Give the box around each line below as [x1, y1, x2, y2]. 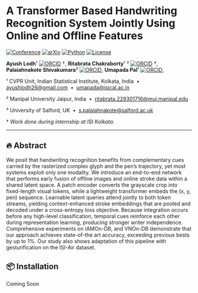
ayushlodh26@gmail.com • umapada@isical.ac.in [6, 84, 130, 91]
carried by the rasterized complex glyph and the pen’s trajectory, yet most [6, 162, 186, 169]
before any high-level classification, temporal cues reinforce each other [6, 212, 180, 219]
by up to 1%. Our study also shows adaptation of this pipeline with [6, 237, 167, 245]
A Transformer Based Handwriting [6, 4, 178, 18]
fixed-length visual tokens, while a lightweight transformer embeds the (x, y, [6, 187, 192, 195]
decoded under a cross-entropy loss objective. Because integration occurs [6, 206, 189, 213]
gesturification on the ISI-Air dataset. [6, 244, 96, 251]
